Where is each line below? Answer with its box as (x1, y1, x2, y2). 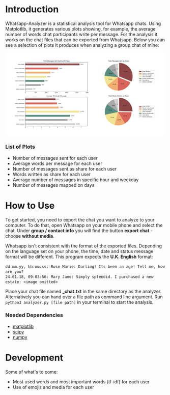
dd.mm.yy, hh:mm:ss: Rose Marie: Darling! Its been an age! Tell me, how (5, 264, 165, 269)
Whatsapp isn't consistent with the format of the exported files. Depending (5, 243, 162, 249)
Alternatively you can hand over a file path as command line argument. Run (5, 294, 163, 300)
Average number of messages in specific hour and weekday (12, 177, 139, 183)
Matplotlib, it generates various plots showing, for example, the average (5, 25, 156, 32)
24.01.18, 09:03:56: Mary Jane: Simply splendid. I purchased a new (5, 274, 154, 279)
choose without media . (5, 233, 54, 239)
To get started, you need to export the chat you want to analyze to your (5, 216, 155, 222)
